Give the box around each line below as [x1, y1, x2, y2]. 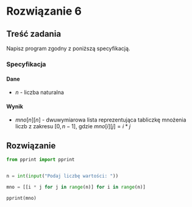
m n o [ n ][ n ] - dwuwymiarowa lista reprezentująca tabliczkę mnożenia [15, 116, 187, 123]
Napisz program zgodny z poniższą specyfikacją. [6, 45, 130, 52]
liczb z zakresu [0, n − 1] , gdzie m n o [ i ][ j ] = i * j [15, 123, 131, 130]
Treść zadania [6, 29, 62, 39]
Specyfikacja [6, 60, 46, 68]
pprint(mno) [6, 195, 37, 201]
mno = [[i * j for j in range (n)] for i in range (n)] [6, 184, 146, 190]
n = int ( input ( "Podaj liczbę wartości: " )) [6, 173, 119, 180]
